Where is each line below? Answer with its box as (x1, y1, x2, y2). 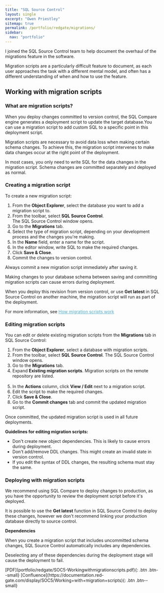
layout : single (5, 12, 36, 17)
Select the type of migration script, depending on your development (12, 229, 150, 234)
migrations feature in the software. (5, 53, 75, 59)
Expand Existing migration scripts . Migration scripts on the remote (12, 368, 149, 374)
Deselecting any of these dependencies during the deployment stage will (5, 552, 153, 558)
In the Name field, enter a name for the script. (12, 239, 105, 245)
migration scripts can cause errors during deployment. (5, 279, 115, 285)
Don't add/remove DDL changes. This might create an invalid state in (12, 449, 152, 455)
